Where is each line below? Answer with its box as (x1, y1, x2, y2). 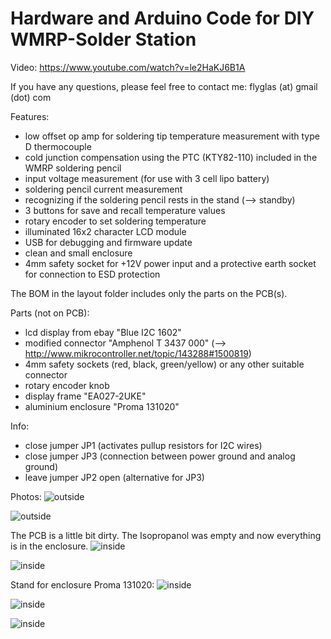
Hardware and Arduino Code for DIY (10, 7, 315, 30)
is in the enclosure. (10, 540, 89, 552)
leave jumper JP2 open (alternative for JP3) (24, 471, 205, 483)
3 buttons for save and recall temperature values (24, 204, 226, 216)
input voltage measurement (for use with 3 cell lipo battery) (24, 172, 270, 184)
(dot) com (10, 91, 52, 103)
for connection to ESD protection (24, 268, 161, 280)
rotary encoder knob (24, 379, 110, 391)
